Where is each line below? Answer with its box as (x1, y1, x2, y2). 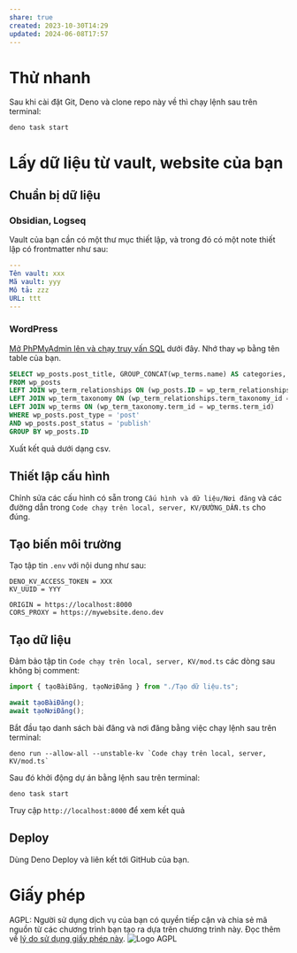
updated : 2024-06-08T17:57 (9, 29, 109, 38)
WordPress (9, 323, 58, 335)
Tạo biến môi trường (9, 536, 122, 551)
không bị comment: (9, 665, 80, 676)
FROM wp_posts (9, 378, 62, 387)
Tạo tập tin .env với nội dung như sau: (9, 560, 147, 571)
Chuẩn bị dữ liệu (9, 188, 101, 203)
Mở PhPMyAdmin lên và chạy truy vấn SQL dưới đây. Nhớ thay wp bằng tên (9, 342, 280, 354)
